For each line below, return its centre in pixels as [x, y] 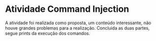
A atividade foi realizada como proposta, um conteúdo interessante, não [78, 23]
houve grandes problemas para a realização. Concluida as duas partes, [78, 28]
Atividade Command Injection [67, 9]
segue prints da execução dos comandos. [47, 33]
